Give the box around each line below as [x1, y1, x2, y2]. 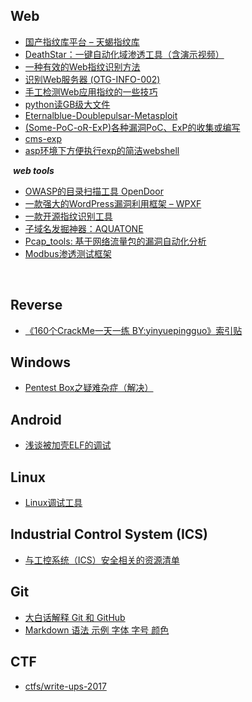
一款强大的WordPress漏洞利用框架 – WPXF [24, 197, 202, 209]
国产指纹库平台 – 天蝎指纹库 [24, 35, 140, 48]
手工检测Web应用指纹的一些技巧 [24, 85, 158, 98]
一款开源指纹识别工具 [24, 210, 113, 222]
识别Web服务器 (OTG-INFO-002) [24, 73, 161, 85]
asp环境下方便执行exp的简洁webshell [24, 144, 180, 156]
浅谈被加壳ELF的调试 [24, 439, 112, 451]
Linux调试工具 [24, 497, 83, 509]
